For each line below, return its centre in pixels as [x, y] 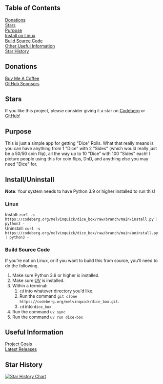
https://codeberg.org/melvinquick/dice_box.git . [69, 301]
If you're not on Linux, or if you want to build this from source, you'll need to [81, 260]
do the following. [22, 266]
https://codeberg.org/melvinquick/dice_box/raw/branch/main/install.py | [82, 219]
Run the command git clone [48, 296]
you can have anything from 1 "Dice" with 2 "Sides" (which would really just [81, 149]
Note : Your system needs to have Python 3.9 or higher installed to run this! [80, 191]
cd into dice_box [35, 307]
